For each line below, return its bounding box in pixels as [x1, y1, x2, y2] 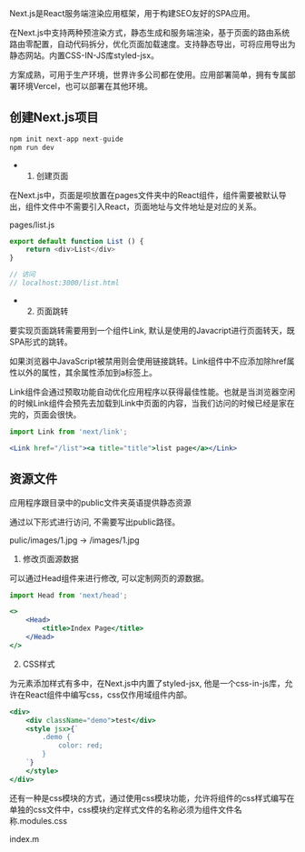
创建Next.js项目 [9, 110, 99, 125]
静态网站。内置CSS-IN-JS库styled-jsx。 [9, 50, 159, 61]
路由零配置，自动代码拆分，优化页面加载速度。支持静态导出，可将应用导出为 [9, 39, 296, 49]
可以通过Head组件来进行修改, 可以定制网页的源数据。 [9, 572, 210, 584]
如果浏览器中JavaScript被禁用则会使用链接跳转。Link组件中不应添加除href [9, 356, 288, 366]
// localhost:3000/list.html [9, 278, 120, 288]
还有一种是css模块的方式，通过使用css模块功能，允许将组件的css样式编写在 [9, 792, 295, 803]
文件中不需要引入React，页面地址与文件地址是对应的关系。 [40, 201, 261, 212]
